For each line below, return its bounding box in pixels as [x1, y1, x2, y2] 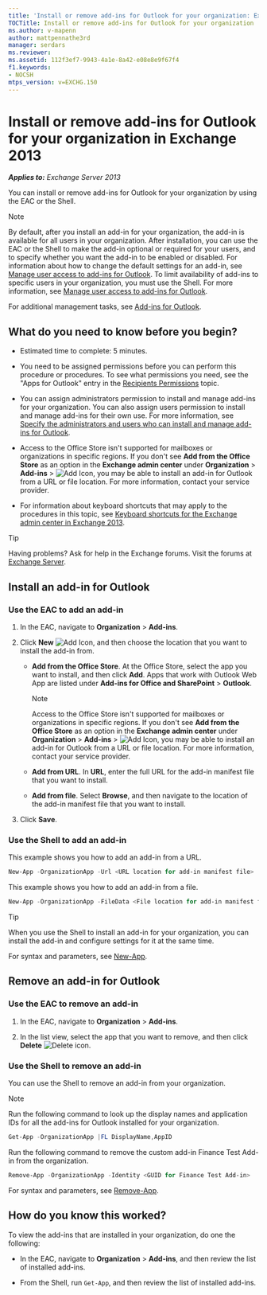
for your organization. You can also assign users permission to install [19, 403, 246, 412]
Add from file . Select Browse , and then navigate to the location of [31, 790, 248, 800]
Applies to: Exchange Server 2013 [8, 173, 121, 182]
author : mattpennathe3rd [8, 33, 91, 42]
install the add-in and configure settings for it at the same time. [8, 936, 215, 946]
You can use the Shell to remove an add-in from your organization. [8, 1078, 226, 1087]
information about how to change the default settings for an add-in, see [8, 261, 242, 271]
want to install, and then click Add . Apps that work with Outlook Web [31, 669, 257, 679]
